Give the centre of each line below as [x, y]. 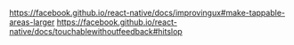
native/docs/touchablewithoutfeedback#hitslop [96, 31]
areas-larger [32, 22]
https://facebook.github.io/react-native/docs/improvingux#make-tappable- [147, 13]
